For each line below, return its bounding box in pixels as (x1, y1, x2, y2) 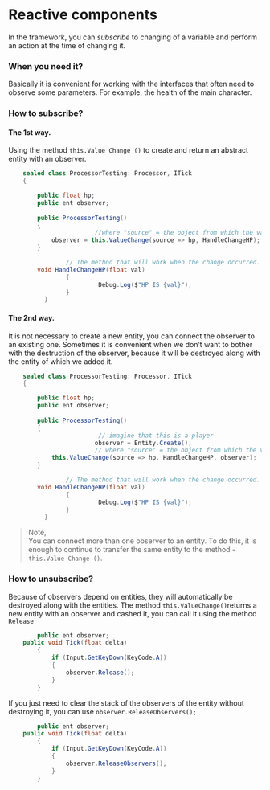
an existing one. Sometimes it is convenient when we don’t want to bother (8, 339, 253, 349)
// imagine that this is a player (97, 432, 215, 440)
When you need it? (8, 60, 84, 72)
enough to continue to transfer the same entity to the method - (27, 545, 236, 555)
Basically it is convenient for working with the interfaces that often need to (8, 79, 255, 89)
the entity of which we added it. (8, 356, 113, 366)
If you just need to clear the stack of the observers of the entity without (8, 698, 245, 708)
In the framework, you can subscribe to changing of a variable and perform (8, 32, 258, 42)
